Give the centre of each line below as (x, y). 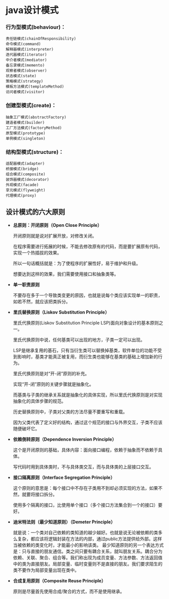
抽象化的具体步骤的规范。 (39, 401)
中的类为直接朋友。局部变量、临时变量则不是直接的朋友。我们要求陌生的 (88, 563)
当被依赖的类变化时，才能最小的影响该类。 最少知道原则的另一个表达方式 (88, 545)
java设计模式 (32, 10)
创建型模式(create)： (31, 106)
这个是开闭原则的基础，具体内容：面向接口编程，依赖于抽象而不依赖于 (86, 450)
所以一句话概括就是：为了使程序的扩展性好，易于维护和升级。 (77, 263)
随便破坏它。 (26, 428)
